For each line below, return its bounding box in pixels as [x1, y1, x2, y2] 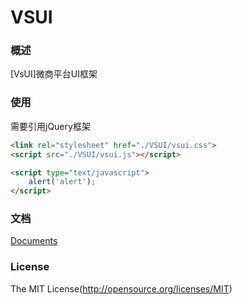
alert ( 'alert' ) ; [28, 177, 97, 187]
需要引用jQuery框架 [10, 120, 91, 132]
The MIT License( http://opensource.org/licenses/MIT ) [10, 282, 233, 295]
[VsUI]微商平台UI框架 [10, 68, 98, 80]
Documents [10, 235, 58, 247]
